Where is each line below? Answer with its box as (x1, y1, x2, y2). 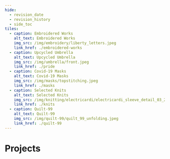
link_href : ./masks (14, 83, 55, 88)
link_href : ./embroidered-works (14, 45, 82, 50)
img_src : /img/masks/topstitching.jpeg (14, 78, 98, 83)
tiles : (5, 26, 19, 31)
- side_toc (9, 21, 32, 27)
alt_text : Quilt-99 (14, 111, 55, 117)
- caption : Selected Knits (9, 87, 66, 93)
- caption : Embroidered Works (9, 31, 73, 36)
